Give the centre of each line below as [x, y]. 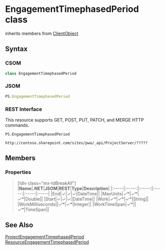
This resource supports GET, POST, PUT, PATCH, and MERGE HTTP [75, 120]
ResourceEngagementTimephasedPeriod [47, 242]
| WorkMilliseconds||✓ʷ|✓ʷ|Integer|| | [56, 204]
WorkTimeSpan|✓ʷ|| [115, 204]
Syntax [16, 49]
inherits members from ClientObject [42, 33]
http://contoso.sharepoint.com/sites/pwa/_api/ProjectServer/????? [77, 143]
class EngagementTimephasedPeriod [41, 73]
